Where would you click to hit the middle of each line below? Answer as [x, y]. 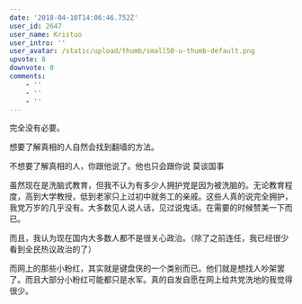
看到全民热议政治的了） [53, 249]
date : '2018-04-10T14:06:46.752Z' [74, 18]
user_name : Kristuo [46, 34]
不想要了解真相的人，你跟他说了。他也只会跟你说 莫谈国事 [117, 166]
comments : [28, 76]
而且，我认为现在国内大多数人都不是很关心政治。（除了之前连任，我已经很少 [149, 238]
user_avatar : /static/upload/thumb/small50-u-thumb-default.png [132, 51]
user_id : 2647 [36, 26]
